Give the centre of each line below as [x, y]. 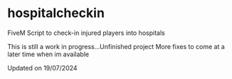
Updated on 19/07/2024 [42, 68]
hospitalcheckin [56, 13]
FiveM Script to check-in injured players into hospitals [86, 33]
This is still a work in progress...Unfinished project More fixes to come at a [116, 46]
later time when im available [48, 54]
